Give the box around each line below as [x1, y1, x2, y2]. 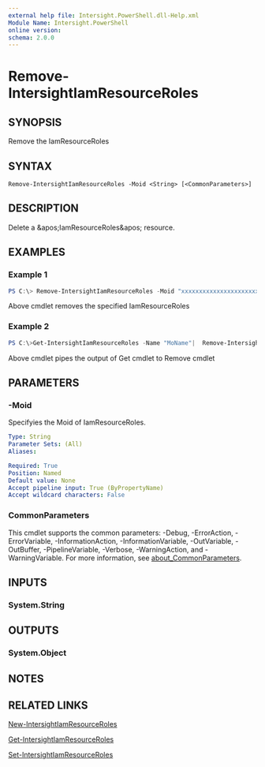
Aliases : [8, 447, 37, 456]
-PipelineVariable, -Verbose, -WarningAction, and [43, 544, 203, 554]
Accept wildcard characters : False [8, 491, 125, 499]
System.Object [8, 648, 67, 659]
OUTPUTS [8, 624, 59, 638]
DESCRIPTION [8, 202, 79, 215]
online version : [8, 26, 62, 34]
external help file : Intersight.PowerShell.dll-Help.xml [8, 11, 200, 20]
